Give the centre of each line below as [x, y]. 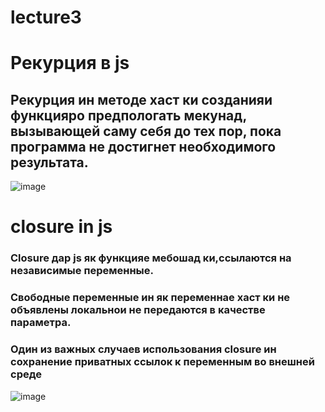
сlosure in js [61, 227]
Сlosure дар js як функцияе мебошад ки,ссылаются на [151, 258]
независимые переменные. [82, 271]
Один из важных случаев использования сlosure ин [143, 349]
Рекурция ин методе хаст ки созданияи [141, 99]
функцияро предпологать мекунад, [128, 115]
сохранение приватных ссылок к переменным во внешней [162, 362]
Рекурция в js [70, 63]
